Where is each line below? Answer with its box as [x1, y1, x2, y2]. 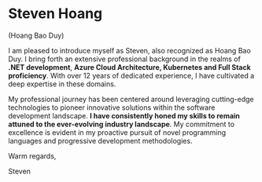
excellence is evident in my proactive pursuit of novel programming [8, 127, 227, 137]
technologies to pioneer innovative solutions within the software [8, 103, 216, 112]
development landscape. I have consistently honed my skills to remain [8, 111, 240, 120]
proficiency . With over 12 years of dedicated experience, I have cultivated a [8, 71, 255, 80]
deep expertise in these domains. [8, 79, 116, 89]
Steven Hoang [8, 5, 103, 23]
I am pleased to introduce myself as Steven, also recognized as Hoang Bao [8, 45, 252, 55]
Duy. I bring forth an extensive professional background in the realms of [8, 54, 242, 64]
